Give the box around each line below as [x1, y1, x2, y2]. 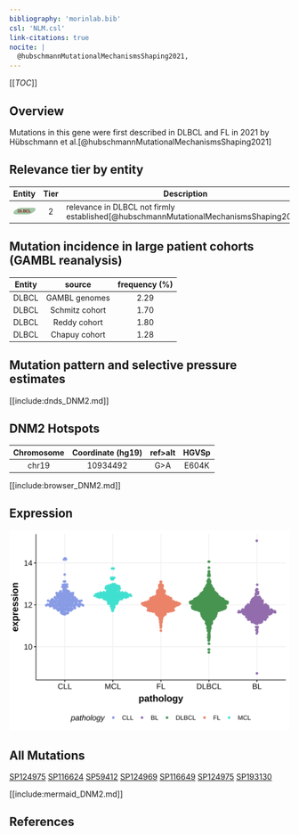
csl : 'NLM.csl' [9, 23, 66, 33]
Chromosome [12, 446, 65, 458]
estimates [9, 372, 66, 387]
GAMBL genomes [45, 292, 110, 303]
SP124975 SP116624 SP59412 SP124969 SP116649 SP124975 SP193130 [9, 772, 273, 782]
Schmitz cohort [50, 304, 107, 315]
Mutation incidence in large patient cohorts [9, 239, 255, 254]
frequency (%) [117, 279, 174, 290]
